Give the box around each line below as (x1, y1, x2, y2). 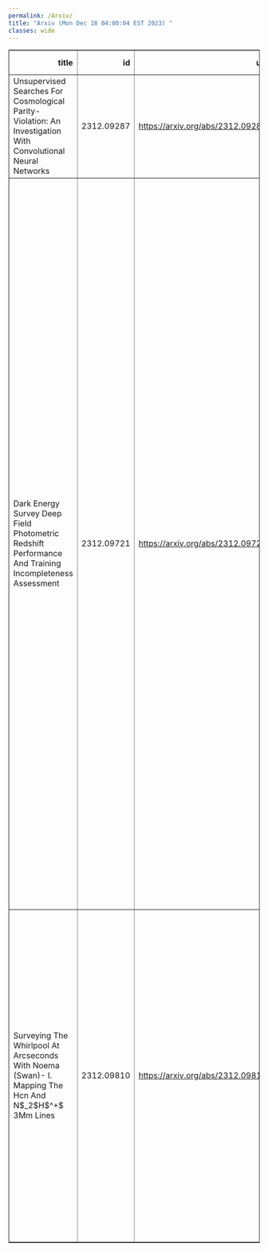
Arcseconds (13, 1050, 59, 1061)
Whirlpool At (13, 1040, 60, 1052)
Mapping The (13, 1080, 64, 1091)
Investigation (13, 125, 62, 136)
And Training (13, 558, 61, 569)
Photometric (13, 528, 60, 539)
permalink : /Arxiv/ (8, 11, 73, 20)
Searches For (13, 85, 64, 97)
